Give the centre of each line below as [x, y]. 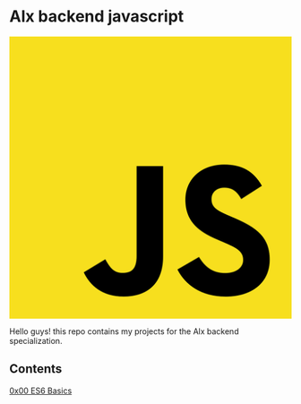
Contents [36, 369]
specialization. [36, 340]
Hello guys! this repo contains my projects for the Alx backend [124, 331]
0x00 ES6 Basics [41, 391]
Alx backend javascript [97, 17]
